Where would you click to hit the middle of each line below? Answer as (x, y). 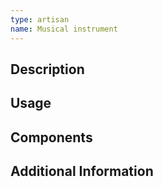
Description (47, 69)
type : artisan (40, 19)
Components (51, 137)
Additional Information (82, 171)
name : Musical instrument (64, 29)
